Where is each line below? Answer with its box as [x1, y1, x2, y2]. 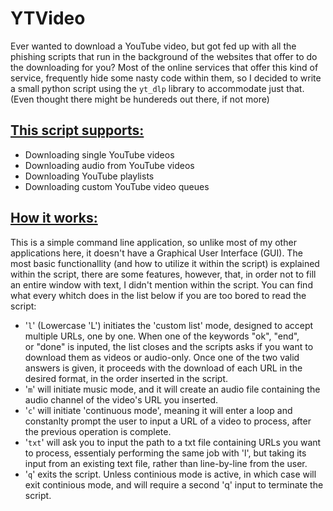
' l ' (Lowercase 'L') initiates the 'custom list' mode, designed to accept [24, 319, 314, 331]
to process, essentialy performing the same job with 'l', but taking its [24, 447, 307, 459]
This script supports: [10, 122, 145, 139]
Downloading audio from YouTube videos [24, 159, 195, 171]
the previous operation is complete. [24, 425, 172, 437]
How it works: [10, 210, 98, 227]
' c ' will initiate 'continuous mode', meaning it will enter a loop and [24, 404, 293, 416]
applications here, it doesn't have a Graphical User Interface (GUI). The [10, 247, 303, 259]
